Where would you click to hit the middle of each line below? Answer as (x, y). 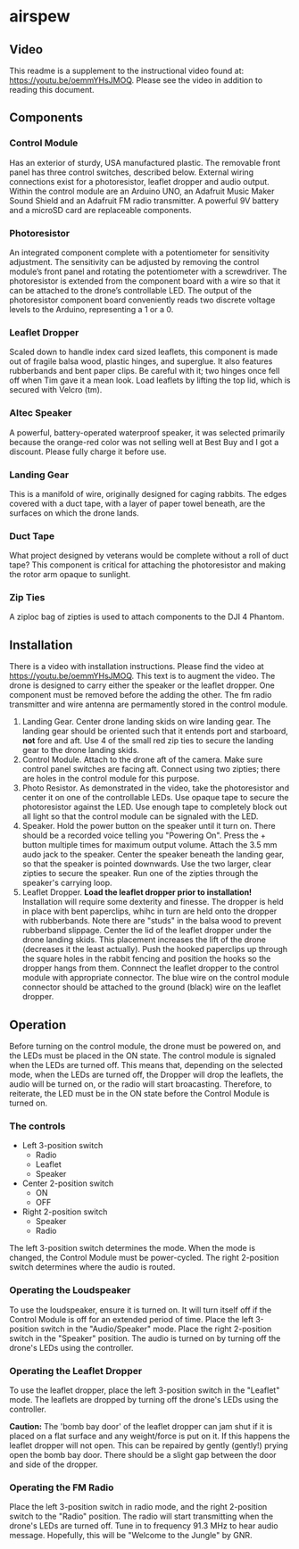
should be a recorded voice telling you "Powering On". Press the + (144, 835)
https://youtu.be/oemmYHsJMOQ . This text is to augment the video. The (142, 676)
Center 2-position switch (68, 1183)
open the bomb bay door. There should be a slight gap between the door (143, 1454)
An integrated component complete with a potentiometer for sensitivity (139, 253)
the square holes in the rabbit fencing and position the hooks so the (146, 959)
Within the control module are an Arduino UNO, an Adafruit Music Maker (142, 191)
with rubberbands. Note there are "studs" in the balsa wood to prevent (152, 921)
